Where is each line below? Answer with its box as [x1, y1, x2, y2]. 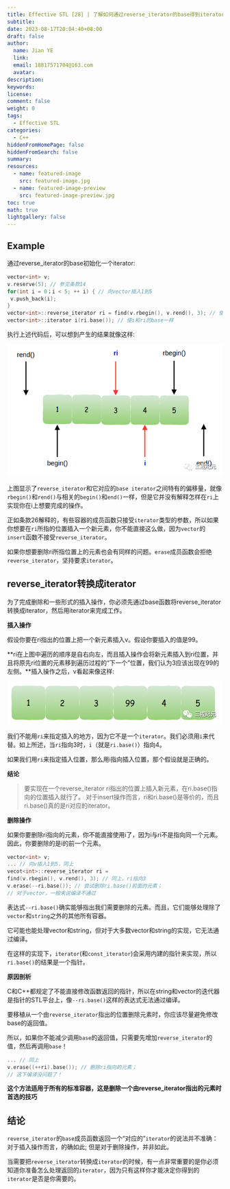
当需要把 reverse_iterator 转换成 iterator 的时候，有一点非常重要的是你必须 [7, 1157, 219, 1166]
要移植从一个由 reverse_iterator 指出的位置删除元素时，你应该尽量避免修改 [7, 1010, 218, 1018]
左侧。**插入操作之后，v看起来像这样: [7, 667, 114, 675]
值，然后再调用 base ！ [7, 1041, 68, 1050]
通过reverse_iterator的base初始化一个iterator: [7, 259, 136, 267]
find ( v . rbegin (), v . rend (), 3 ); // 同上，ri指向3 [7, 875, 146, 882]
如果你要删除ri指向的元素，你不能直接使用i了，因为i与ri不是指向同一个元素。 [7, 830, 222, 838]
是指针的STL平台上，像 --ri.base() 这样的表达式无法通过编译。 [7, 996, 184, 1004]
